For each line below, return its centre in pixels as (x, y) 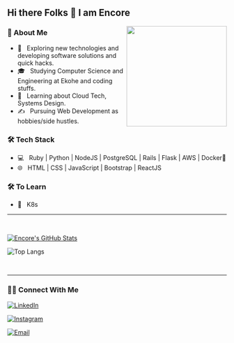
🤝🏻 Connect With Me (43, 290)
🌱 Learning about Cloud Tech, (62, 96)
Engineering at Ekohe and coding (65, 80)
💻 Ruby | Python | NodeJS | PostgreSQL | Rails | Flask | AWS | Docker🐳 (122, 157)
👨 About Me (28, 33)
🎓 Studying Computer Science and (70, 71)
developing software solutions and (67, 55)
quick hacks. (36, 63)
